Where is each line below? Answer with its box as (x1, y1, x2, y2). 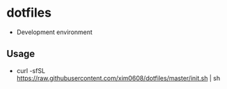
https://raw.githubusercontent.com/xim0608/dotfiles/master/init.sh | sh (16, 74, 220, 82)
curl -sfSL (16, 66, 46, 74)
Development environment (16, 28, 93, 36)
